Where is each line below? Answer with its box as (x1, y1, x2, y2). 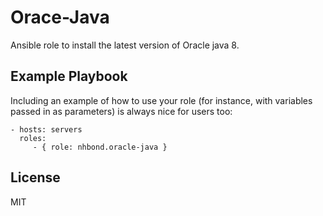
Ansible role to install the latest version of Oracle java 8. (10, 39, 240, 51)
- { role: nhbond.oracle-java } (32, 142, 168, 152)
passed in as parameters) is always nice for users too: (10, 105, 233, 117)
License (10, 169, 61, 186)
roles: (19, 133, 47, 143)
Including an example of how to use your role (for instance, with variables (10, 94, 313, 106)
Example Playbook (10, 68, 128, 85)
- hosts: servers (10, 124, 83, 135)
